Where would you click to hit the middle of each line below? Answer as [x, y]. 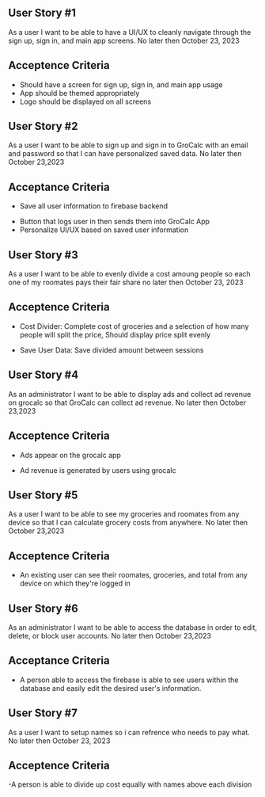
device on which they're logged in [75, 583]
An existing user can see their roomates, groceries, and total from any [133, 575]
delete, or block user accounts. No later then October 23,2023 [110, 635]
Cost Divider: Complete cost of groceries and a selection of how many [134, 326]
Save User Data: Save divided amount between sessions [112, 350]
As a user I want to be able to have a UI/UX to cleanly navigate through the [130, 32]
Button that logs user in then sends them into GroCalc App [115, 222]
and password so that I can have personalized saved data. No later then [125, 154]
